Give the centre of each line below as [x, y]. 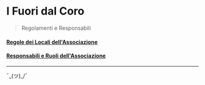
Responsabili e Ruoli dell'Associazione [56, 56]
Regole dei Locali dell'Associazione [52, 42]
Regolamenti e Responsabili [56, 28]
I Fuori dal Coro [45, 11]
